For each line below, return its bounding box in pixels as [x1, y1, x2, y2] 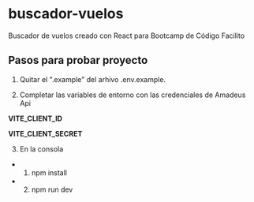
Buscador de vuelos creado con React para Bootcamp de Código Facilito [8, 31, 245, 40]
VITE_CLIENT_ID [8, 114, 63, 123]
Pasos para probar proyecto [8, 54, 148, 67]
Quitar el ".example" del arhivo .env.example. [19, 74, 166, 84]
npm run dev [31, 185, 73, 194]
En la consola [19, 144, 64, 154]
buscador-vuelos [8, 5, 124, 23]
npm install [31, 167, 67, 178]
